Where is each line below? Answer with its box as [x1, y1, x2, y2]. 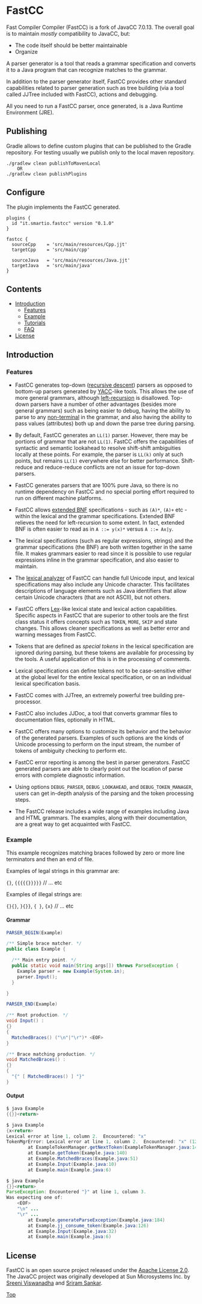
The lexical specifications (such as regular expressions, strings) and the [14, 537, 194, 545]
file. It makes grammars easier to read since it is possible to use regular [14, 550, 192, 557]
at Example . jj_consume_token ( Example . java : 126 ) [28, 1223, 149, 1229]
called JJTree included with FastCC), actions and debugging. [6, 90, 158, 98]
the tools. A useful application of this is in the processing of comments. [14, 656, 191, 663]
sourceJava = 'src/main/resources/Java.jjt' [11, 257, 130, 263]
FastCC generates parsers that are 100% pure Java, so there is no [14, 482, 179, 489]
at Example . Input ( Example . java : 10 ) [28, 1161, 117, 1167]
